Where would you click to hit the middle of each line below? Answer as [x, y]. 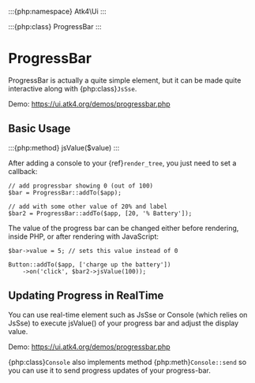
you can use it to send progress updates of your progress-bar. [109, 370]
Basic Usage [39, 129]
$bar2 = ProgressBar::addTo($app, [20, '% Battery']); [100, 213]
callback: [23, 171]
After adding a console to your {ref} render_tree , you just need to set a [122, 163]
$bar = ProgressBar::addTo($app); [65, 192]
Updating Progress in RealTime [86, 296]
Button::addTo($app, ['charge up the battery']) [90, 264]
